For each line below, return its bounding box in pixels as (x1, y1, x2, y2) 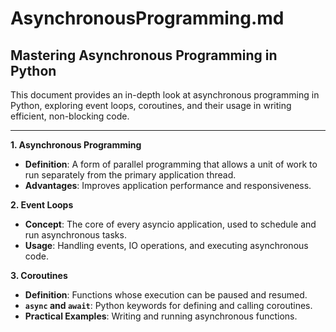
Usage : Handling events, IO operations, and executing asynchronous (24, 240, 309, 251)
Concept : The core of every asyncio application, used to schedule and (24, 218, 317, 230)
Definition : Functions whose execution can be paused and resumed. (24, 289, 308, 301)
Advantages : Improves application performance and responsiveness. (24, 180, 312, 191)
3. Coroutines (10, 270, 68, 281)
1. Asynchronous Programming (10, 139, 142, 151)
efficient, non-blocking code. (10, 110, 130, 122)
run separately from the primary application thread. (24, 169, 237, 181)
